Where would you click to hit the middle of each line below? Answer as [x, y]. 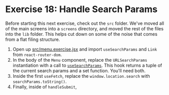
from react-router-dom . [37, 55]
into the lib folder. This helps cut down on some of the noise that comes [81, 34]
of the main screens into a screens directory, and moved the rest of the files [84, 28]
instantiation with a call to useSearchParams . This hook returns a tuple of [87, 65]
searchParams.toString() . [40, 81]
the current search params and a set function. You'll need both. [79, 70]
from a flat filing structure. [33, 39]
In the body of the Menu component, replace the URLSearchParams [80, 60]
